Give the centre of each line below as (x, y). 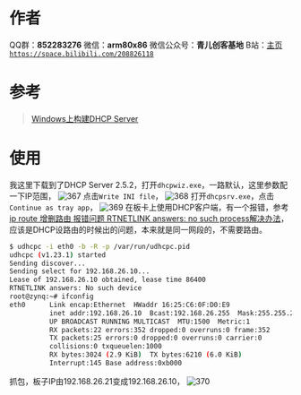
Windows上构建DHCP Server (85, 118)
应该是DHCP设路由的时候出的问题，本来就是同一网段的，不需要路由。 (138, 229)
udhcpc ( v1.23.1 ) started (57, 255)
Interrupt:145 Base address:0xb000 (115, 364)
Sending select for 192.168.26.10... (80, 271)
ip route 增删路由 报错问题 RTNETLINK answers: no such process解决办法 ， (149, 218)
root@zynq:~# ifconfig (52, 296)
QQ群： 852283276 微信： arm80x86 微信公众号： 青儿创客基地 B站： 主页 (146, 45)
